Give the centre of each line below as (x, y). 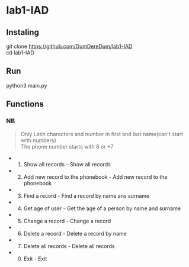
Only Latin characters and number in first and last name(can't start (102, 134)
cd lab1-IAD (20, 53)
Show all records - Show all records (67, 164)
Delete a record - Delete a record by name (75, 233)
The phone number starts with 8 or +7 (67, 146)
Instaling (23, 32)
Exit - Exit (35, 259)
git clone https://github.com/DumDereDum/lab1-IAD (69, 46)
